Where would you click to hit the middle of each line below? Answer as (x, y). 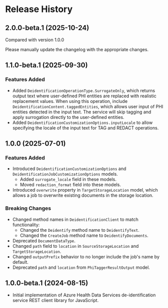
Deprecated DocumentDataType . (44, 241)
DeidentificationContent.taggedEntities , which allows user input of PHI (88, 106)
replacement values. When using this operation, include (70, 101)
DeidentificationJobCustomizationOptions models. (65, 174)
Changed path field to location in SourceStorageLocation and (75, 246)
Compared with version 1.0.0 (35, 40)
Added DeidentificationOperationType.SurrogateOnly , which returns (84, 90)
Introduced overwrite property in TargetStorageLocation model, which (85, 190)
